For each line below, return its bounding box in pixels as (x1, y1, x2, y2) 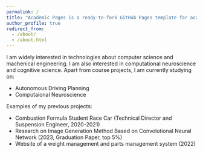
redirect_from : (6, 25, 45, 32)
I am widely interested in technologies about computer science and (6, 54, 173, 60)
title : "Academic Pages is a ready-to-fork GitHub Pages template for (6, 15, 188, 21)
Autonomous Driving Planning (14, 85, 89, 91)
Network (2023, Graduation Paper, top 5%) (14, 134, 123, 141)
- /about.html (11, 37, 47, 43)
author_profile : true (6, 20, 61, 26)
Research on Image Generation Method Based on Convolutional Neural (14, 128, 192, 134)
